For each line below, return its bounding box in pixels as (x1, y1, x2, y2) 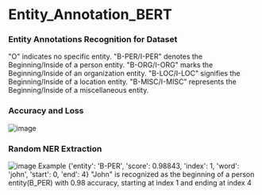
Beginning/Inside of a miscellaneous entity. (8, 86, 149, 95)
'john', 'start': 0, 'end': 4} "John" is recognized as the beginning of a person (8, 170, 255, 179)
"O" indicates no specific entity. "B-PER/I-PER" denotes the (8, 52, 203, 61)
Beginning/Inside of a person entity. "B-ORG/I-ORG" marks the (8, 60, 214, 70)
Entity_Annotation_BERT (8, 6, 173, 24)
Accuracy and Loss (8, 105, 84, 117)
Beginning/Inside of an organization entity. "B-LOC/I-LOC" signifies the (8, 69, 241, 78)
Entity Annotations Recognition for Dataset (8, 34, 178, 45)
